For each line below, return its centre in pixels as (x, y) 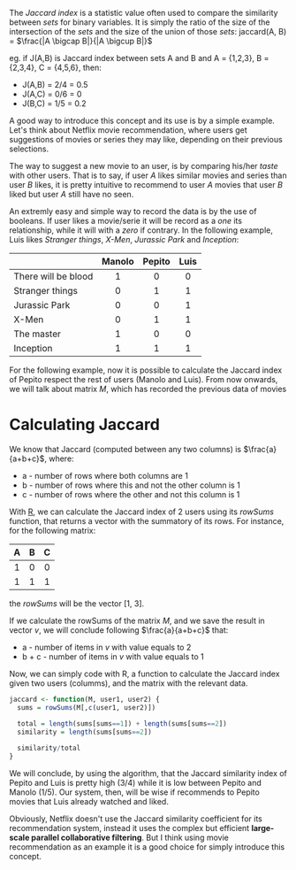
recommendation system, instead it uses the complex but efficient (129, 828)
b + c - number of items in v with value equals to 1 (113, 656)
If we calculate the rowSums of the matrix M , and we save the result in (137, 620)
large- (263, 828)
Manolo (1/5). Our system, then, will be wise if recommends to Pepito (135, 792)
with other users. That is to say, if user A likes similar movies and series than (148, 175)
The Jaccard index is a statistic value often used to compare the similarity (144, 13)
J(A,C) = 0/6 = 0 (52, 94)
